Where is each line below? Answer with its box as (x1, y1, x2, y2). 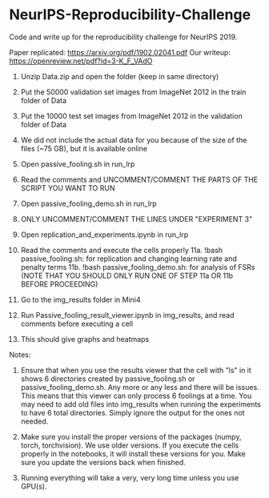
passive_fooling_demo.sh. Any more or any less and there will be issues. (20, 382, 259, 392)
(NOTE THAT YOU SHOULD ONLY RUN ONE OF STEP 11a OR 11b (20, 271, 234, 280)
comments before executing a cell (20, 319, 134, 328)
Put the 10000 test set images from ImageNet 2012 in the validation (20, 110, 243, 121)
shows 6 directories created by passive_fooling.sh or (20, 374, 195, 384)
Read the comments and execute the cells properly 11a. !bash (20, 245, 223, 255)
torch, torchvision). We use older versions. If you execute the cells (20, 440, 239, 450)
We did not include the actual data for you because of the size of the (20, 135, 247, 145)
